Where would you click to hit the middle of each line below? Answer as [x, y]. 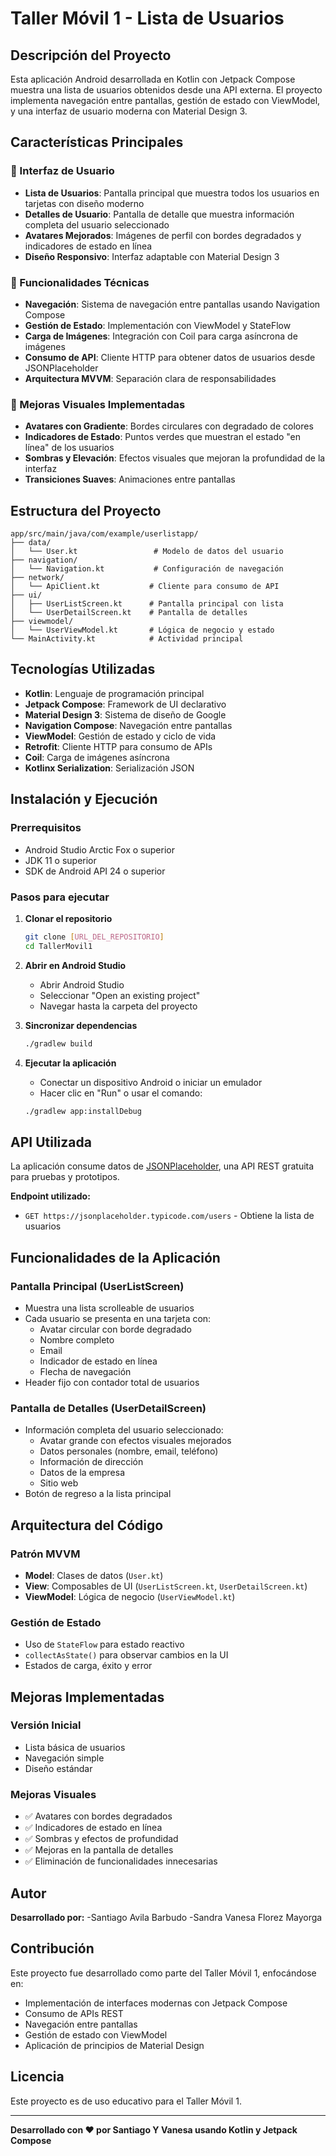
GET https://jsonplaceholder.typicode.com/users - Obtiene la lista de [169, 1216]
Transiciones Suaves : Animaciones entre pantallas [130, 479]
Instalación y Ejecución [84, 799]
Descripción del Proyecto [91, 55]
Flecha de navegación [85, 1371]
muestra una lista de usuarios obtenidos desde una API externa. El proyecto [166, 90]
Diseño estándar [58, 1768]
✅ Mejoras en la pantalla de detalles [99, 1850]
